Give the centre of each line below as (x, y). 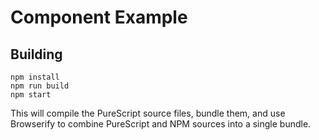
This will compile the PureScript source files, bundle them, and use (148, 113)
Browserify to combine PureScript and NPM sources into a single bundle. (161, 124)
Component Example (99, 17)
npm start (31, 95)
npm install (35, 77)
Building (36, 54)
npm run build (40, 86)
